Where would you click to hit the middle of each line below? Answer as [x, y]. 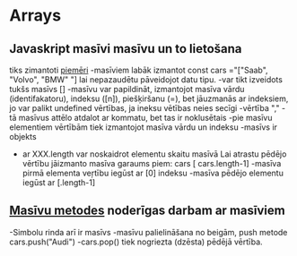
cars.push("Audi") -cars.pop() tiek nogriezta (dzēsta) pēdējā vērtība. [136, 242]
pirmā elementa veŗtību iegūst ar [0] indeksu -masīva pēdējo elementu [153, 173]
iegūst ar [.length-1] [59, 183]
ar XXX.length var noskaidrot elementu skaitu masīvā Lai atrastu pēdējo [154, 154]
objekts [23, 137]
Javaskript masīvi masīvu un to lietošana [126, 49]
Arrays [35, 16]
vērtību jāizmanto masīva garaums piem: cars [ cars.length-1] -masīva [152, 163]
